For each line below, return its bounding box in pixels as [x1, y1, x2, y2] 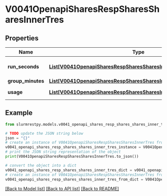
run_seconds [7, 63, 39, 70]
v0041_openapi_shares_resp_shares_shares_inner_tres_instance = [5, 145, 141, 150]
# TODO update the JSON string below [5, 131, 83, 136]
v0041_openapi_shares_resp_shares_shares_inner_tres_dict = [5, 168, 133, 173]
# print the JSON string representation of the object [5, 149, 121, 155]
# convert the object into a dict [5, 163, 77, 168]
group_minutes [7, 78, 45, 84]
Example [5, 108, 33, 117]
